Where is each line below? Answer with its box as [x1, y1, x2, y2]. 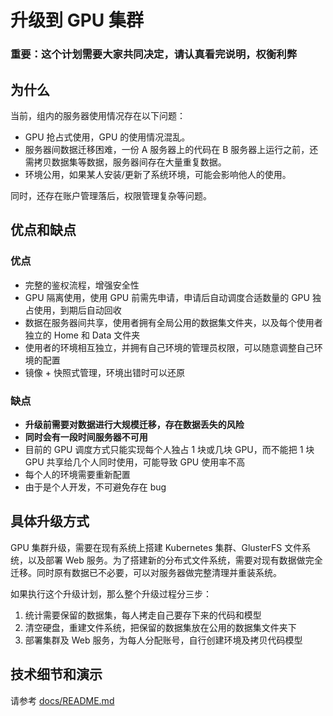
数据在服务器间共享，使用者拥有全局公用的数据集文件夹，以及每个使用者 [24, 316, 323, 328]
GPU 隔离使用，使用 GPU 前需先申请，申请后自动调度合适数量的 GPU [24, 291, 310, 303]
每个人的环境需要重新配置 [24, 468, 131, 480]
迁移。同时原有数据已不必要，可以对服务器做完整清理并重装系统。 [10, 566, 282, 578]
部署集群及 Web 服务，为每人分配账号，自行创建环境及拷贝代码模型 [24, 634, 303, 646]
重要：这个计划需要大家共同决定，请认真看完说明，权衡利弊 [10, 47, 298, 61]
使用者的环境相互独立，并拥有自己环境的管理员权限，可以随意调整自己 [24, 341, 315, 353]
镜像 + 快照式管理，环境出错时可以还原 [24, 366, 185, 378]
